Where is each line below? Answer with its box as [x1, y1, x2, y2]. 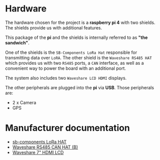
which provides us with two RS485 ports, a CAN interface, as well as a [5, 60, 144, 66]
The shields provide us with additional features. [5, 24, 102, 30]
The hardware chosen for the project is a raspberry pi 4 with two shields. [5, 19, 156, 25]
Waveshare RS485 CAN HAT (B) [12, 144, 79, 150]
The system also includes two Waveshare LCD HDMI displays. [5, 75, 127, 81]
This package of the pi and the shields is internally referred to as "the [5, 34, 148, 40]
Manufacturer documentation [5, 123, 130, 134]
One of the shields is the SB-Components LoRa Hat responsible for [5, 49, 138, 55]
